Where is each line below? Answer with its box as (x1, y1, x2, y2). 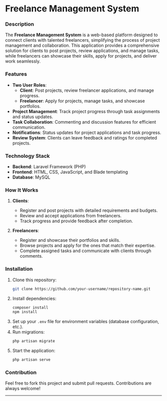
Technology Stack (5, 152, 50, 159)
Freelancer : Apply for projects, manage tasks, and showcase (19, 98, 145, 104)
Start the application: (12, 348, 56, 354)
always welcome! (5, 386, 41, 392)
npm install (12, 310, 37, 315)
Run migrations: (12, 329, 45, 335)
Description (5, 21, 34, 28)
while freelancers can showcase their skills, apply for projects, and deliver (5, 53, 157, 59)
